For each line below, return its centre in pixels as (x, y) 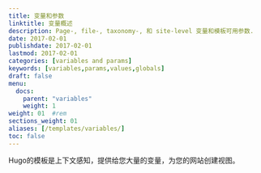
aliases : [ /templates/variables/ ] (67, 129)
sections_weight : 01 (43, 121)
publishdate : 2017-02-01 (50, 46)
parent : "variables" (58, 99)
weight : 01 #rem (38, 114)
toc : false (27, 136)
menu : (17, 83)
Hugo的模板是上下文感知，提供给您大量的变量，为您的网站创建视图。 (124, 160)
